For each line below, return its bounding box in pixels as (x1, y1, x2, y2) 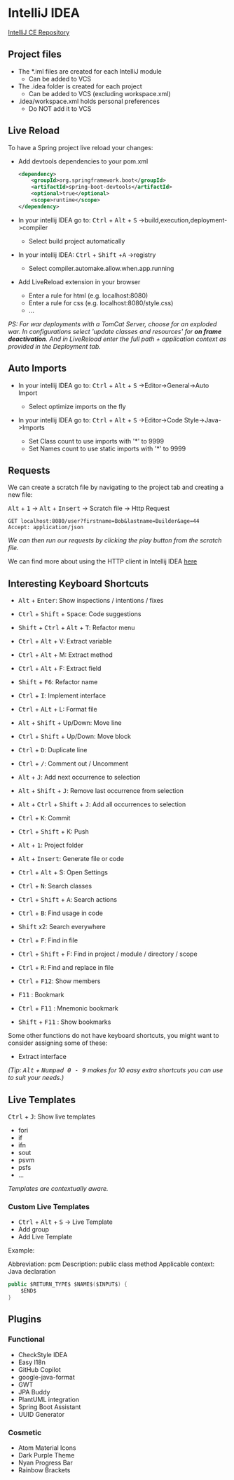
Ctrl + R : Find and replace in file (18, 964, 114, 972)
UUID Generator (18, 1410, 65, 1418)
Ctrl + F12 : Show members (18, 977, 101, 985)
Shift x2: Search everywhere (18, 923, 106, 931)
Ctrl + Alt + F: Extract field (18, 665, 102, 673)
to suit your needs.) (8, 1074, 64, 1082)
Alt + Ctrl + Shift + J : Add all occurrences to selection (18, 800, 186, 808)
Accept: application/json (8, 524, 83, 531)
